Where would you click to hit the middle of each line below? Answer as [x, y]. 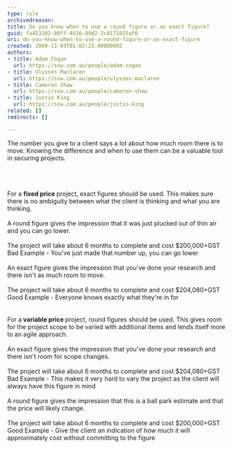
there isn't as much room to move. [56, 275]
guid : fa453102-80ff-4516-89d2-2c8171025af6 [73, 33]
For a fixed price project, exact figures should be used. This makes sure [110, 194]
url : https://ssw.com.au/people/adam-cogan [77, 65]
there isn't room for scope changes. [58, 356]
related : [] [24, 111]
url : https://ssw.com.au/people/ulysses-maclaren [86, 78]
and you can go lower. [39, 230]
